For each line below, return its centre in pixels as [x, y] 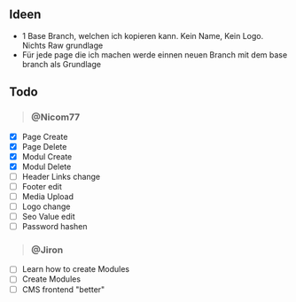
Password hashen [55, 227]
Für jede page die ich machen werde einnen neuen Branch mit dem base [155, 54]
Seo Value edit [48, 217]
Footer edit [42, 186]
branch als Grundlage [62, 64]
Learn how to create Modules [76, 269]
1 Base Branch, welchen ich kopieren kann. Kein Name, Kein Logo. [143, 35]
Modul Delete [47, 166]
